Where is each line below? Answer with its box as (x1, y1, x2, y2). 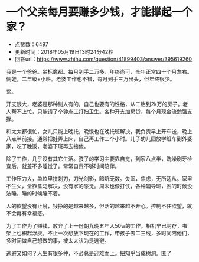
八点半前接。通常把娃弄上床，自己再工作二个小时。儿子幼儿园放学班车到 (6, 135, 182, 142)
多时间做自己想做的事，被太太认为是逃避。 (6, 237, 110, 244)
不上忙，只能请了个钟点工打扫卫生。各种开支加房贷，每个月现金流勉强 (16, 107, 187, 115)
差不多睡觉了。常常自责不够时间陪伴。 (26, 162, 120, 169)
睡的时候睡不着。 (21, 189, 63, 196)
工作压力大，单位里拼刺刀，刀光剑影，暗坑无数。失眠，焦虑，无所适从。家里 (6, 175, 193, 182)
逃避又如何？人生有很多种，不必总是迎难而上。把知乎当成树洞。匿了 (6, 249, 172, 257)
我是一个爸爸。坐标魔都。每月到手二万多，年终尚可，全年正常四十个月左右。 (6, 68, 193, 75)
